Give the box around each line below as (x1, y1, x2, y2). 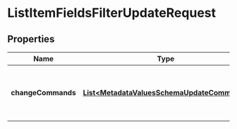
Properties (7, 33, 55, 45)
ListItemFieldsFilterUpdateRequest (7, 5, 217, 21)
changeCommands (11, 88, 76, 97)
